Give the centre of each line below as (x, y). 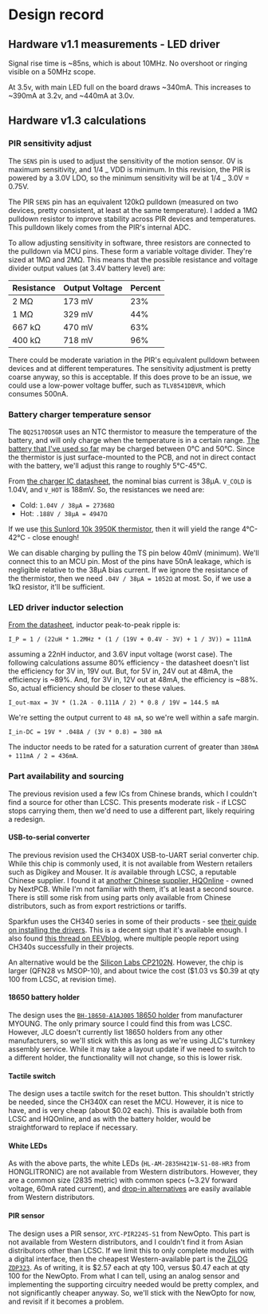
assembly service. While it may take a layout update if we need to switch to (132, 1049)
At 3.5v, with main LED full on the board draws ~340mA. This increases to (130, 87)
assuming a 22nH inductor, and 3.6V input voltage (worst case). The (120, 654)
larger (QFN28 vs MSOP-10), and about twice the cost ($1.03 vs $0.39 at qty (134, 970)
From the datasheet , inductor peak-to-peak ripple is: (95, 625)
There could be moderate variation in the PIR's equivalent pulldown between (134, 360)
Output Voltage (93, 287)
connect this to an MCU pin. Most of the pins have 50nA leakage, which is (130, 561)
